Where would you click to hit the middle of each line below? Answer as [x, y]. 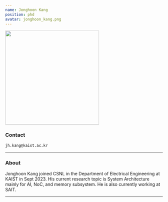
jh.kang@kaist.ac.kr [27, 145]
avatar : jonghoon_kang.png [33, 19]
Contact [15, 135]
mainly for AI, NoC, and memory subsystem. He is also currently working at [83, 184]
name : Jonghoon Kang [27, 10]
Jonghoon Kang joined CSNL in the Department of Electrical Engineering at [82, 173]
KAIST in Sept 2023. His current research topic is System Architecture [77, 179]
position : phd [20, 15]
